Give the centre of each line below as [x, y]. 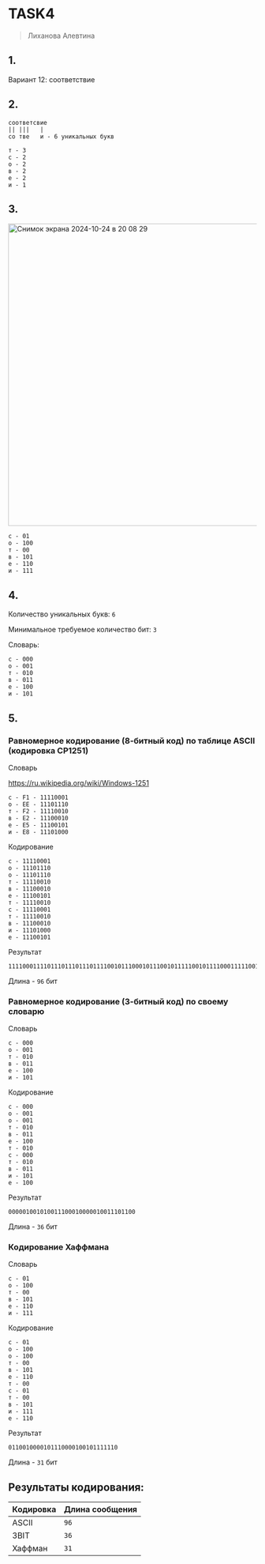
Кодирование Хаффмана [58, 1247]
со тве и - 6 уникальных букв [61, 136]
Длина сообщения [101, 1509]
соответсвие [28, 122]
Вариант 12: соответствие [52, 79]
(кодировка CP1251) [49, 750]
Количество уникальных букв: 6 [62, 614]
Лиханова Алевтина [61, 36]
